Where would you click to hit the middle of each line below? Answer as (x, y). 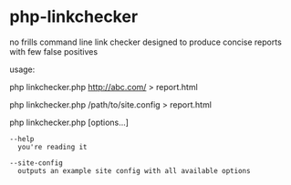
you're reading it (53, 147)
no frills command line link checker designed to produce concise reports (146, 42)
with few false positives (54, 51)
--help (22, 139)
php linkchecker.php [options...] (69, 122)
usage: (22, 69)
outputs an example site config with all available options (134, 170)
